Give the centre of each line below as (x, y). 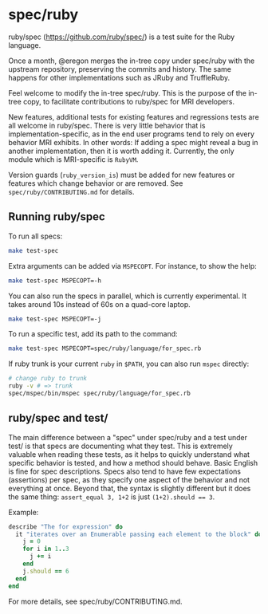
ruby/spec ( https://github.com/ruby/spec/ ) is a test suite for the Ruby (122, 37)
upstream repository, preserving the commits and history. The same (120, 69)
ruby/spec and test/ (59, 418)
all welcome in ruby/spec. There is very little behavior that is (107, 125)
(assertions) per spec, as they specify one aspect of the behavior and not (129, 479)
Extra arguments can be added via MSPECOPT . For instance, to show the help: (132, 266)
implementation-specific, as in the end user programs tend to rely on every (132, 134)
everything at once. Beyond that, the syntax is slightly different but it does (130, 488)
